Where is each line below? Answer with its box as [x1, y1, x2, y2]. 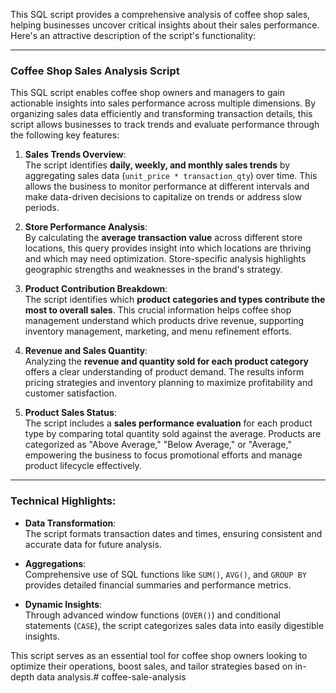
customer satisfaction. [24, 387, 118, 399]
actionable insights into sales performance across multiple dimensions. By [10, 97, 317, 109]
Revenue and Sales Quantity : [24, 345, 148, 357]
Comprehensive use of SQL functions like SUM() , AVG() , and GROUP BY [24, 568, 307, 580]
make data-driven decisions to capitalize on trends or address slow [24, 191, 303, 203]
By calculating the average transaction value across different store [24, 232, 303, 244]
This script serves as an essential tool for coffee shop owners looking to [10, 649, 308, 661]
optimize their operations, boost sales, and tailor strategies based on [10, 660, 293, 672]
